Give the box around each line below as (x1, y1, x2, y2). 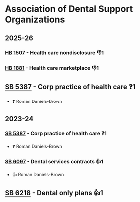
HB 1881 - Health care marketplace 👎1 (5, 65, 99, 72)
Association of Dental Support (5, 3, 133, 15)
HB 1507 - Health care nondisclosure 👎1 (5, 49, 104, 56)
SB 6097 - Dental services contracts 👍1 (5, 158, 104, 165)
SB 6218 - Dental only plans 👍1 (5, 188, 103, 197)
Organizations (5, 14, 65, 25)
